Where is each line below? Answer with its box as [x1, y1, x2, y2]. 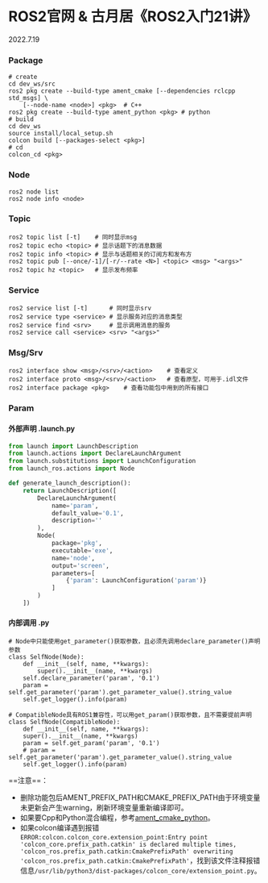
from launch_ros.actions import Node [8, 464, 135, 473]
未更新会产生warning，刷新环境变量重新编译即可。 [19, 803, 189, 813]
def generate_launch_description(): [8, 479, 131, 488]
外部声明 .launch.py [8, 423, 75, 433]
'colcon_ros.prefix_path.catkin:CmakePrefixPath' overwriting [19, 848, 233, 856]
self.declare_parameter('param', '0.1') [23, 674, 160, 682]
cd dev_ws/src [8, 80, 56, 89]
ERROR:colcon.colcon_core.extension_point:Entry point [19, 834, 208, 842]
